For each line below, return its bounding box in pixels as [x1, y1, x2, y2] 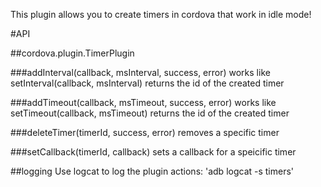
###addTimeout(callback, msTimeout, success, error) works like [10, 97, 277, 108]
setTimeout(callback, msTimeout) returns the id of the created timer [10, 107, 290, 119]
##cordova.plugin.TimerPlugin [10, 47, 135, 59]
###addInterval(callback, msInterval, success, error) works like [10, 67, 271, 78]
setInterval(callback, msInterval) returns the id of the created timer [10, 77, 285, 89]
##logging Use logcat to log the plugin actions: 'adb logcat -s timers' [10, 165, 295, 177]
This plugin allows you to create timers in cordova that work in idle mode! [10, 9, 312, 20]
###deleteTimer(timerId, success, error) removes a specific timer [10, 127, 280, 138]
